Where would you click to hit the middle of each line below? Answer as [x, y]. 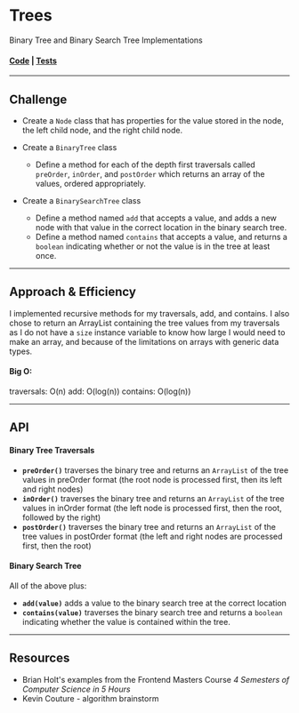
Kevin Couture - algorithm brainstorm [90, 698]
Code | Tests [33, 60]
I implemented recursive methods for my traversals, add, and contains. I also [149, 313]
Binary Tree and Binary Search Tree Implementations [106, 40]
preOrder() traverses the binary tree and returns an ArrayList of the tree [155, 470]
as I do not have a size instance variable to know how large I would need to [147, 332]
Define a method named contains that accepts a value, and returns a [161, 236]
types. [21, 351]
